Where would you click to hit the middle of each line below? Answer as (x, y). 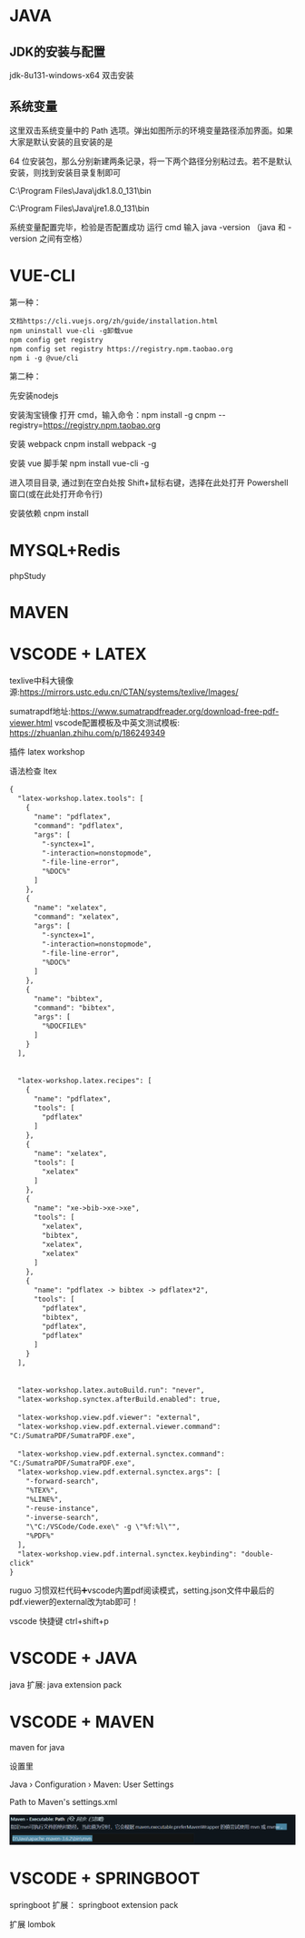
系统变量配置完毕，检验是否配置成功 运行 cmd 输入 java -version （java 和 (148, 227)
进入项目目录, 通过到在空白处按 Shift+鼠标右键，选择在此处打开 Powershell (149, 482)
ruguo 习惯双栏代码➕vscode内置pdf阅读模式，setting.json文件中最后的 (142, 1590)
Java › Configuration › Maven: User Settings (92, 1784)
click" (22, 1563)
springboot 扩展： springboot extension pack (94, 1904)
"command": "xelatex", (76, 917)
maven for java (37, 1747)
